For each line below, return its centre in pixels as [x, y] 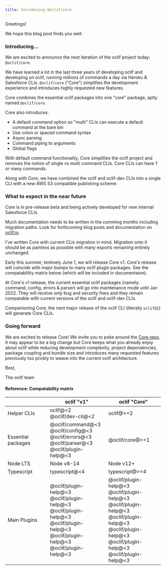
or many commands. [26, 168]
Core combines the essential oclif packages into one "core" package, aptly [81, 97]
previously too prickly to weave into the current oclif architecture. [72, 358]
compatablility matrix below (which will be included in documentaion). [76, 273]
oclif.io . [13, 233]
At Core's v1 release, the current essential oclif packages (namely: [72, 283]
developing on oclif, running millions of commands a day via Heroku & [76, 77]
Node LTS [19, 463]
